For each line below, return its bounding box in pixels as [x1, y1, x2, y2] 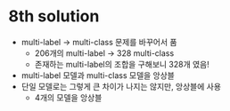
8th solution [8, 6, 100, 27]
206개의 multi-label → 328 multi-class [34, 47, 175, 59]
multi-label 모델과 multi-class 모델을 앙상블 [21, 69, 175, 81]
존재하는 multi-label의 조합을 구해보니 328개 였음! [34, 59, 210, 69]
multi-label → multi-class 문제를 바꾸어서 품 [21, 36, 177, 47]
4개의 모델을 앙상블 [34, 91, 103, 103]
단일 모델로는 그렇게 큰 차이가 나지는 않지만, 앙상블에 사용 [21, 81, 222, 91]
